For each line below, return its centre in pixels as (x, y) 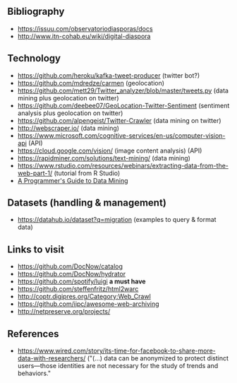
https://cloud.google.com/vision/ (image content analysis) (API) (110, 151)
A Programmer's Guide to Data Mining (73, 180)
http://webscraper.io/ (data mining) (68, 128)
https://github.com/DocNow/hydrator (71, 274)
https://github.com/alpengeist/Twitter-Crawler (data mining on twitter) (119, 120)
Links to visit (36, 249)
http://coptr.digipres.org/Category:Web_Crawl (84, 297)
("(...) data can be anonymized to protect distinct (158, 358)
